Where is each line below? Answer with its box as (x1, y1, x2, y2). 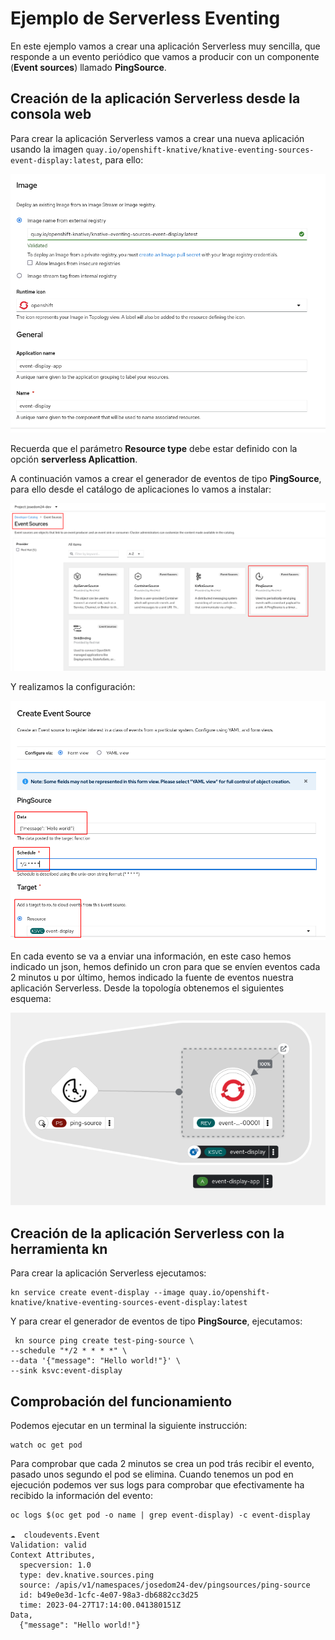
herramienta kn (10, 1240, 108, 1257)
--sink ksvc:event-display (10, 1366, 123, 1376)
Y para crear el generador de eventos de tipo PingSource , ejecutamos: (10, 1315, 303, 1327)
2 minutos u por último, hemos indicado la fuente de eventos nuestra (10, 972, 294, 984)
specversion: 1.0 (19, 1560, 92, 1571)
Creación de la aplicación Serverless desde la (10, 90, 301, 107)
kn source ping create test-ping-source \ (14, 1336, 195, 1346)
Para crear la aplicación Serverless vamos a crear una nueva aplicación (10, 132, 305, 144)
